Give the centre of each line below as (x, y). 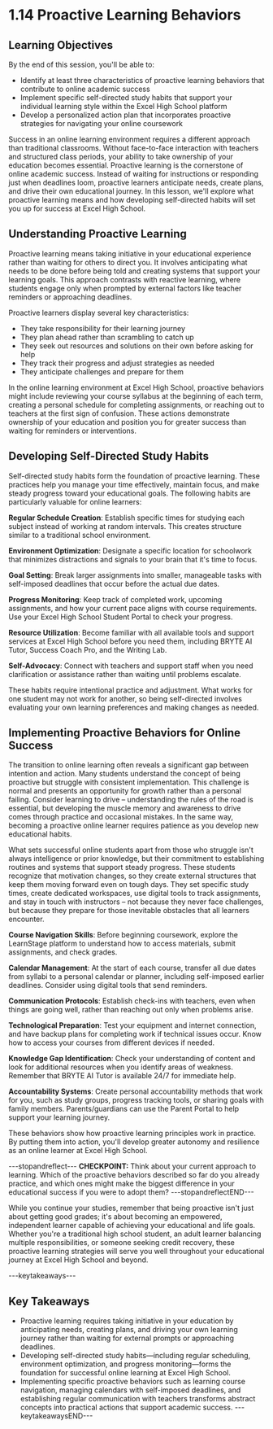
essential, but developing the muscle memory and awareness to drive (125, 808)
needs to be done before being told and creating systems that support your (134, 271)
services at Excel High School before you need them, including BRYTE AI (130, 641)
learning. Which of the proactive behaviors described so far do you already (134, 1175)
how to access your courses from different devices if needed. (112, 1042)
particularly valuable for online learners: (75, 501)
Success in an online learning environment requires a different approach (129, 139)
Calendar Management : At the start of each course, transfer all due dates (132, 968)
